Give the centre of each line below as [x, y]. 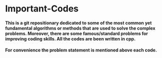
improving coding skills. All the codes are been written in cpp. [71, 38]
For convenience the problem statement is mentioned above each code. [81, 50]
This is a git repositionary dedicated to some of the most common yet [79, 22]
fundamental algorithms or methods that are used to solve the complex [80, 28]
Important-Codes [42, 9]
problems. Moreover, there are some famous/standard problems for [77, 33]
